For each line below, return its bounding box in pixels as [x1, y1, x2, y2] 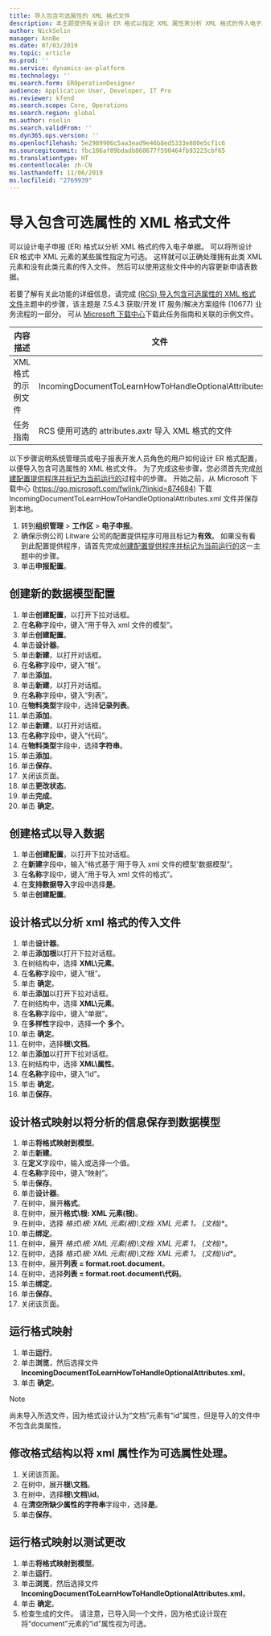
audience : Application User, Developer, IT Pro [9, 86, 172, 95]
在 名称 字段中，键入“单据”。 [20, 1009, 113, 1019]
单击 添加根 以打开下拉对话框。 [20, 949, 120, 958]
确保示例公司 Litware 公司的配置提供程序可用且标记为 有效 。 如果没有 [20, 530, 249, 540]
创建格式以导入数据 [9, 826, 105, 841]
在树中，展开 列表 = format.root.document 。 [20, 1259, 170, 1268]
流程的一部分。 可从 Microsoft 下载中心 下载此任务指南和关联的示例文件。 [15, 309, 258, 319]
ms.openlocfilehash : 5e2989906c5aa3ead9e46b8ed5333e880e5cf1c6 [9, 138, 226, 147]
